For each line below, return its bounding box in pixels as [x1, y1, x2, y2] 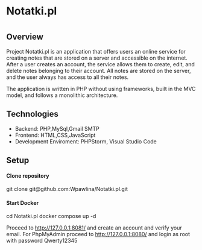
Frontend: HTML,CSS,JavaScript [14, 131, 96, 139]
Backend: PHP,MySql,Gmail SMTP [14, 125, 99, 132]
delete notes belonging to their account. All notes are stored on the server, [6, 67, 191, 74]
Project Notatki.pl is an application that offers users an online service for [6, 48, 186, 55]
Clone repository [6, 172, 49, 179]
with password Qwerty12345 [6, 237, 78, 245]
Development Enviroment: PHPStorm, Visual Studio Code [14, 137, 157, 145]
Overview [6, 32, 44, 42]
